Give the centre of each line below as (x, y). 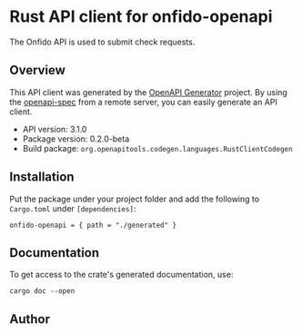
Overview (38, 70)
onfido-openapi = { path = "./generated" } (93, 225)
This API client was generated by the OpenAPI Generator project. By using (149, 92)
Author (30, 319)
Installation (42, 177)
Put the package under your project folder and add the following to (135, 199)
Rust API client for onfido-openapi (141, 17)
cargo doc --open (42, 291)
